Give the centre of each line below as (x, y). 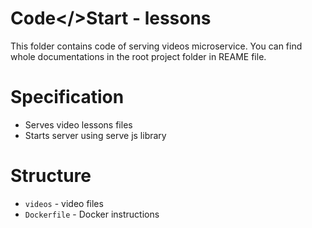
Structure (51, 176)
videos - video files (64, 203)
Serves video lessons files (78, 124)
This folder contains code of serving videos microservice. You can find (156, 46)
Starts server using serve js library (95, 135)
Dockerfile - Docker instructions (92, 214)
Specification (67, 97)
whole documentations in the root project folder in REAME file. (138, 56)
